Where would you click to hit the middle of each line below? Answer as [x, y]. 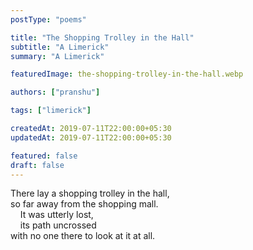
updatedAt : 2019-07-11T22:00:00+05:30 [91, 137]
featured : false [44, 156]
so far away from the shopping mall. [84, 204]
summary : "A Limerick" [57, 56]
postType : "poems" [48, 19]
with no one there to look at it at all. [83, 236]
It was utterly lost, [56, 215]
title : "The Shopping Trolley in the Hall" [102, 37]
